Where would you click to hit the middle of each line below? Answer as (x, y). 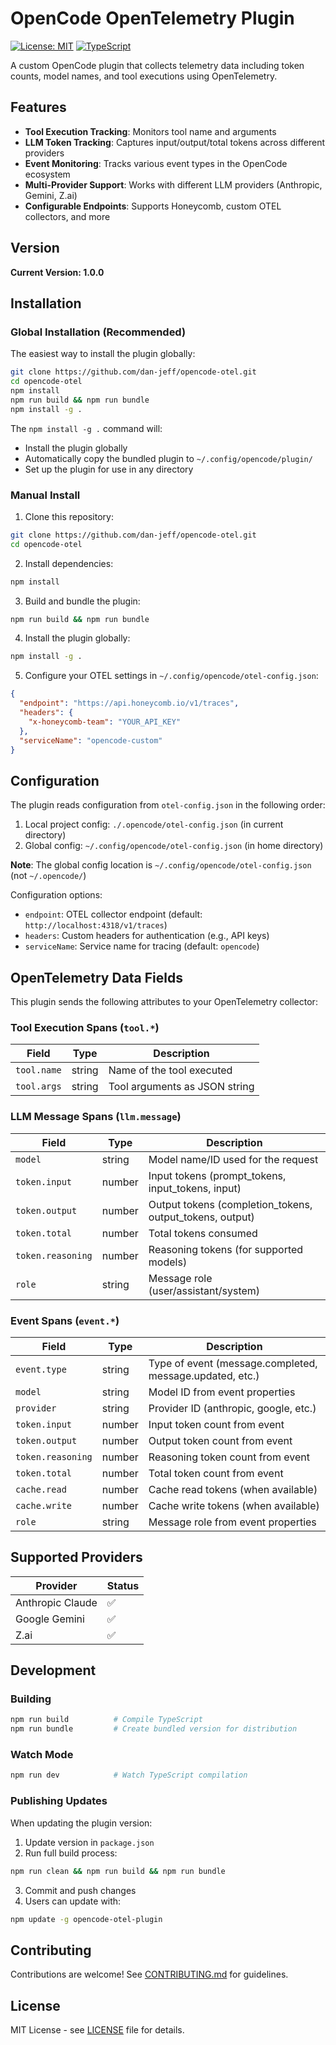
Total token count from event (216, 1473)
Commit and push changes (80, 1890)
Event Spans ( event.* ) (65, 1320)
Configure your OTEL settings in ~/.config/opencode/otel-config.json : (171, 676)
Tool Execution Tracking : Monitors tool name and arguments (150, 131)
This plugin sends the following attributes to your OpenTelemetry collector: (164, 1002)
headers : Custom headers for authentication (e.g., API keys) (147, 936)
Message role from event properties (232, 1522)
